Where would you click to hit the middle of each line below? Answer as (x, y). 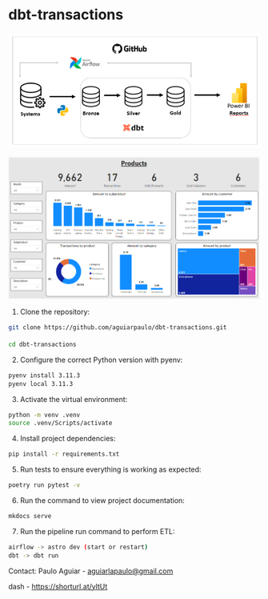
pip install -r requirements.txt (64, 454)
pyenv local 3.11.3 (41, 384)
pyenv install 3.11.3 (44, 375)
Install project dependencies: (68, 439)
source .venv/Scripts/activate (60, 423)
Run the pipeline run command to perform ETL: (97, 531)
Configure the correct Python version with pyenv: (101, 360)
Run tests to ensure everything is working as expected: (110, 469)
